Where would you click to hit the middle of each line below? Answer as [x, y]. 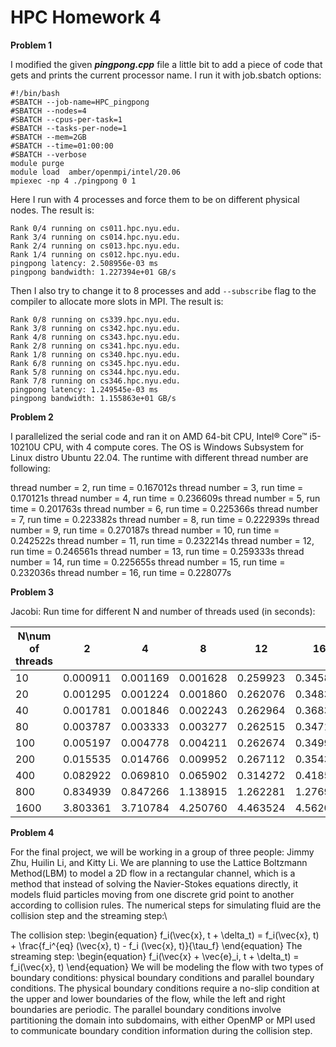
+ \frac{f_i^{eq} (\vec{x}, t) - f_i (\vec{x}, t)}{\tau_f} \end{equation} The [156, 945]
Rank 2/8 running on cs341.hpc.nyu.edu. [96, 346]
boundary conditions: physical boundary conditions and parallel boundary [162, 977]
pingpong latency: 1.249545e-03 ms [84, 389]
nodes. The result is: [52, 210]
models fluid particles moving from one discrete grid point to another [152, 894]
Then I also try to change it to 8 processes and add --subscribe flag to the [163, 290]
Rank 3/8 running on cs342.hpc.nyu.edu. [96, 328]
